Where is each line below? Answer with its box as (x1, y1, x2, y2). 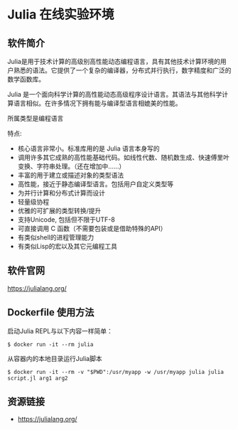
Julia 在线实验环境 (7, 6, 114, 23)
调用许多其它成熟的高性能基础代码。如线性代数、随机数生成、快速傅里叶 (17, 154, 229, 161)
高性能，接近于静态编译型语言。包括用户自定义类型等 (17, 180, 174, 188)
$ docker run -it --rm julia (7, 340, 94, 348)
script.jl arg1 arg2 (7, 375, 69, 382)
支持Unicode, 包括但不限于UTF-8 (17, 215, 115, 224)
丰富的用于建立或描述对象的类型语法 (17, 171, 124, 179)
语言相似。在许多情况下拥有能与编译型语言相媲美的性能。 (13, 99, 182, 107)
